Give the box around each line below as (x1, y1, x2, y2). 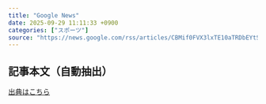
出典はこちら (8, 87, 50, 97)
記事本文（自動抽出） (8, 65, 112, 78)
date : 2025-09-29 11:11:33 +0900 (8, 19, 119, 27)
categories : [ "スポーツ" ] (8, 26, 89, 34)
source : (8, 33, 34, 42)
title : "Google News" (8, 11, 80, 20)
